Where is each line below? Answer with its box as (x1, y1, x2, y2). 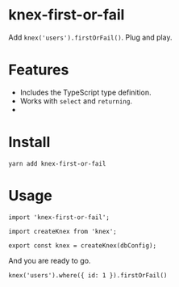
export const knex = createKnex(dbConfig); (8, 241, 157, 250)
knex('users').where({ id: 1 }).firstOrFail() (8, 271, 168, 280)
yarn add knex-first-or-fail (8, 159, 106, 167)
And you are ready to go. (8, 255, 91, 265)
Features (8, 61, 69, 79)
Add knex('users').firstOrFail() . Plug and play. (8, 32, 173, 42)
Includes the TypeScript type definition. (19, 87, 152, 97)
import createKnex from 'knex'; (8, 227, 117, 235)
